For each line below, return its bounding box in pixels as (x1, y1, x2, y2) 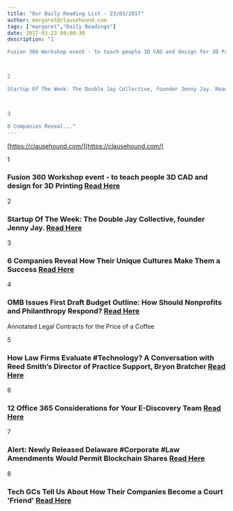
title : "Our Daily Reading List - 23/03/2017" (7, 10, 144, 17)
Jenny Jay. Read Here (7, 223, 83, 232)
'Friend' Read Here (7, 495, 71, 505)
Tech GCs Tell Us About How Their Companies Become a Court (7, 487, 223, 496)
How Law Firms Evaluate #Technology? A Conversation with (7, 353, 215, 363)
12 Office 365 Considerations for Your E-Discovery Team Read (7, 403, 221, 413)
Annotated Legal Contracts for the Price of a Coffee (7, 322, 155, 330)
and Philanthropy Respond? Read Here (7, 306, 140, 316)
